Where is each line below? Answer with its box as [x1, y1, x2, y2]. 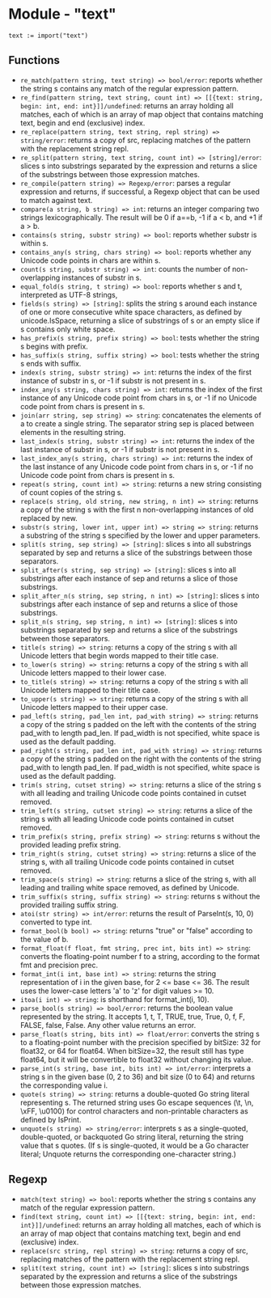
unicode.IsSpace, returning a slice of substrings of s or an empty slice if [19, 315, 260, 325]
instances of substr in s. [61, 273, 142, 282]
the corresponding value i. [19, 1080, 108, 1090]
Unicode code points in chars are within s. [19, 256, 161, 265]
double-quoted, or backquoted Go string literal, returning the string [19, 1131, 244, 1141]
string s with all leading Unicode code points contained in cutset [19, 814, 235, 823]
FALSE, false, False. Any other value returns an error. [19, 1020, 197, 1030]
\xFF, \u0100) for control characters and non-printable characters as [19, 1106, 248, 1116]
